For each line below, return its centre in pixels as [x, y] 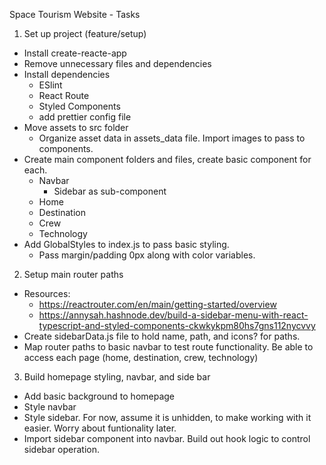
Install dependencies [67, 74]
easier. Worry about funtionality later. [100, 428]
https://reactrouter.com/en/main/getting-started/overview [157, 304]
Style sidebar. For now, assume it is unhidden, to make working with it [167, 417]
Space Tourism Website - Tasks [75, 14]
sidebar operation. [62, 449]
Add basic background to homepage [99, 396]
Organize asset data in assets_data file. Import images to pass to [172, 138]
